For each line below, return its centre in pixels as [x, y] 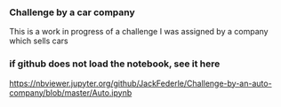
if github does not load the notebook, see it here [115, 64]
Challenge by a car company [72, 12]
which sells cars [39, 41]
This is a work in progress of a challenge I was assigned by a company [139, 32]
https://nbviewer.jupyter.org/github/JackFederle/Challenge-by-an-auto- [141, 83]
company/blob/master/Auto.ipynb [71, 92]
